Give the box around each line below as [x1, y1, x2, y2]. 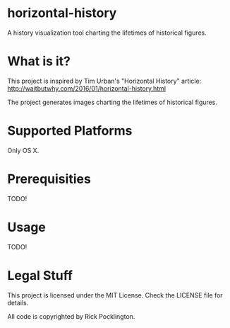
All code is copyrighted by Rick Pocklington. [7, 312, 135, 320]
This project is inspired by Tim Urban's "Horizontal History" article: [7, 77, 202, 85]
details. [7, 298, 29, 307]
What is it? [7, 53, 71, 69]
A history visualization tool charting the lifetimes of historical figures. [7, 28, 207, 37]
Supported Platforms [7, 123, 133, 139]
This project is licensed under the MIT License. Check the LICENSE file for [7, 290, 224, 299]
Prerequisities [7, 171, 92, 187]
